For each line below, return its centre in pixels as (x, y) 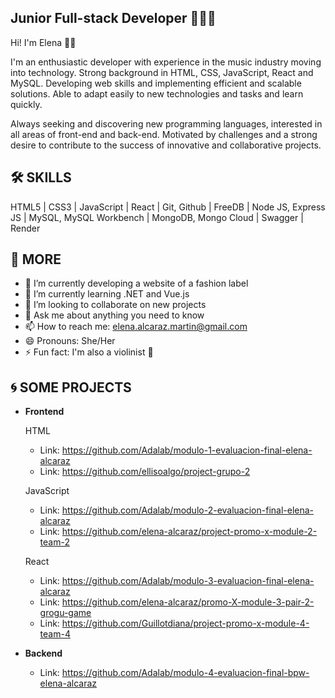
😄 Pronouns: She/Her (70, 341)
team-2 (54, 542)
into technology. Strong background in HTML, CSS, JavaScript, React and (162, 72)
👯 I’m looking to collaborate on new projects (115, 305)
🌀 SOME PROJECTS (71, 387)
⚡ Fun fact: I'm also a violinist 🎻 (89, 352)
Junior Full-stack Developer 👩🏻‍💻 (113, 18)
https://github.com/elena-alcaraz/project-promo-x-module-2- (189, 532)
